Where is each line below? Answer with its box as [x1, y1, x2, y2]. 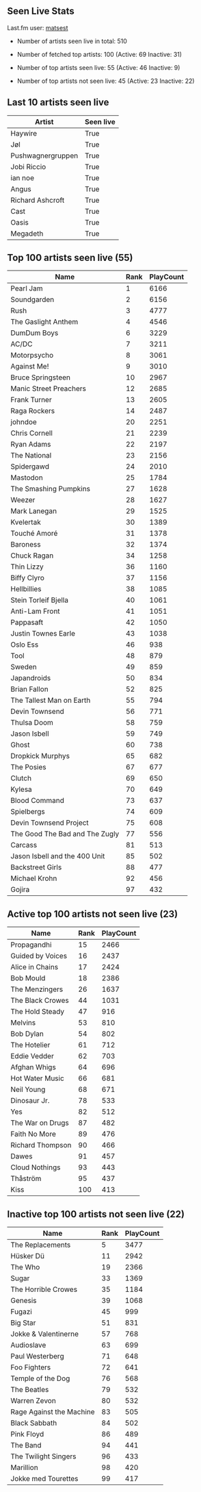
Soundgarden [10, 295, 55, 304]
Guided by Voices [10, 952, 67, 961]
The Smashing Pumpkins [10, 484, 91, 494]
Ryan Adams [10, 440, 51, 449]
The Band [10, 1441, 42, 1450]
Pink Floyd [10, 1430, 44, 1439]
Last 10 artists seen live [7, 97, 109, 108]
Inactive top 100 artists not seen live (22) [7, 1208, 185, 1220]
